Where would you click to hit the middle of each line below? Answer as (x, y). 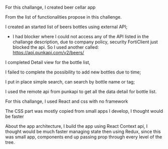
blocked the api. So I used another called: (56, 47)
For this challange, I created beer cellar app (50, 7)
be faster (15, 116)
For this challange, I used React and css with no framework (67, 101)
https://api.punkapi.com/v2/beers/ (48, 53)
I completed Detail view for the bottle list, (48, 62)
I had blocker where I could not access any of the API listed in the (80, 36)
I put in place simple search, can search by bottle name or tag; (70, 82)
